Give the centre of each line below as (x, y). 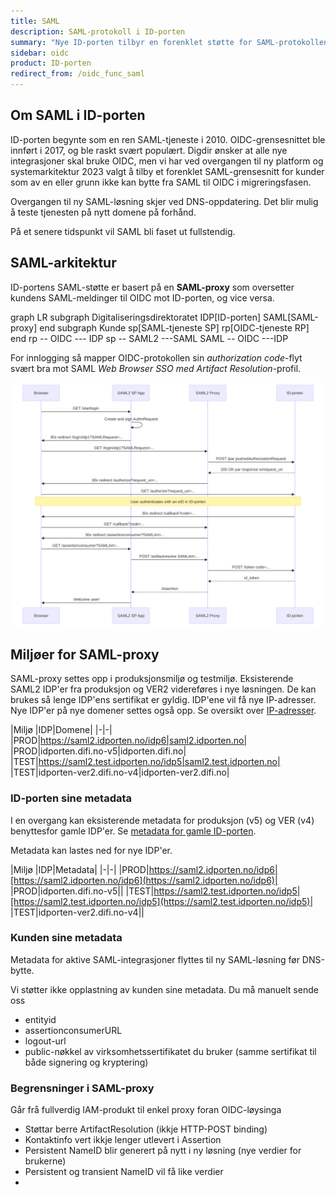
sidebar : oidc (40, 53)
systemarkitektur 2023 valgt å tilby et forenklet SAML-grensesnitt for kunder (167, 171)
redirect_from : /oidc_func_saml (77, 74)
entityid (40, 1019)
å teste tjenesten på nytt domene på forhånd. (103, 212)
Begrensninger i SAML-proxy (82, 1088)
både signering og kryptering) (86, 1062)
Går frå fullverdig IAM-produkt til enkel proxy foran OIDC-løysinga (146, 1110)
